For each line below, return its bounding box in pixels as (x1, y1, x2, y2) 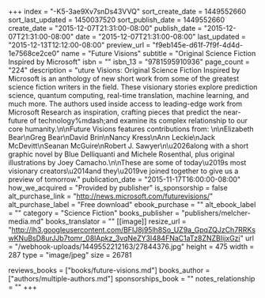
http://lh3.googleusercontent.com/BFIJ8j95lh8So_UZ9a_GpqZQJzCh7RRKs (11, 225, 256, 234)
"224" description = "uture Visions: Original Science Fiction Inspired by (8, 66, 240, 74)
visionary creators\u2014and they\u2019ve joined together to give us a (8, 166, 239, 175)
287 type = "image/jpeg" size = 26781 (8, 251, 132, 259)
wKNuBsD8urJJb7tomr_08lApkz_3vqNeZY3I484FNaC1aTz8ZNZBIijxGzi (8, 233, 240, 243)
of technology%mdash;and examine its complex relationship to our (29, 116, 248, 125)
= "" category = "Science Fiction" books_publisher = (8, 209, 180, 217)
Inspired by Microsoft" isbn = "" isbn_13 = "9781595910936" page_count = (8, 57, 251, 66)
